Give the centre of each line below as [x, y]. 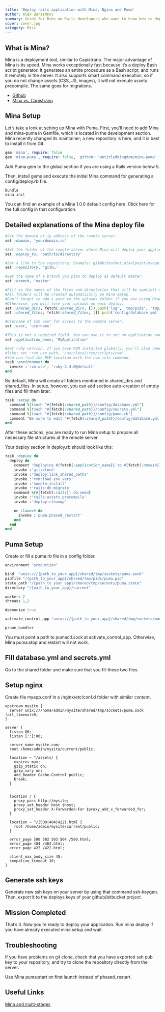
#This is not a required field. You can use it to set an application [79, 335]
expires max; [27, 762]
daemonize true [21, 610]
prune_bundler [20, 628]
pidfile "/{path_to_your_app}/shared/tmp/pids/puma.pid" [65, 578]
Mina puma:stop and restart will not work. [47, 642]
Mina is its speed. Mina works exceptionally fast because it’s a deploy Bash [81, 65]
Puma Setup [24, 544]
